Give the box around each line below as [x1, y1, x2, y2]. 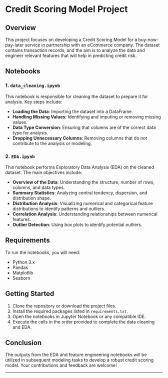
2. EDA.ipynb [5, 152, 35, 159]
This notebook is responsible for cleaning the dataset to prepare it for [5, 93, 148, 99]
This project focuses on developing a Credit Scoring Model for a [5, 36, 137, 42]
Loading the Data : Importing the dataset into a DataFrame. [12, 108, 133, 114]
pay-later [5, 42, 24, 48]
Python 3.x [12, 259, 35, 265]
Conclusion [5, 338, 42, 347]
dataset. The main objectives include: [5, 169, 82, 175]
